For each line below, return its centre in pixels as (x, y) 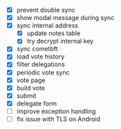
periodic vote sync (43, 72)
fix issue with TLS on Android (58, 119)
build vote (31, 88)
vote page (31, 80)
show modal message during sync (65, 18)
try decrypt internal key (60, 41)
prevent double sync (46, 10)
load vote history (40, 57)
